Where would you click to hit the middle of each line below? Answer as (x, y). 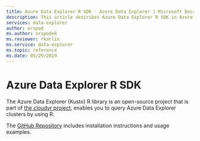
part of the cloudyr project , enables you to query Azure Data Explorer (91, 108)
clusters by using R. (30, 114)
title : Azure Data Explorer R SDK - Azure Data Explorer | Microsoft (94, 12)
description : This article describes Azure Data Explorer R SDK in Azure (100, 17)
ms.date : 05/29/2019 (32, 56)
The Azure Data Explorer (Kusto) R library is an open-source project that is (97, 101)
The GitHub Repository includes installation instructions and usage (88, 126)
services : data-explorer (37, 23)
